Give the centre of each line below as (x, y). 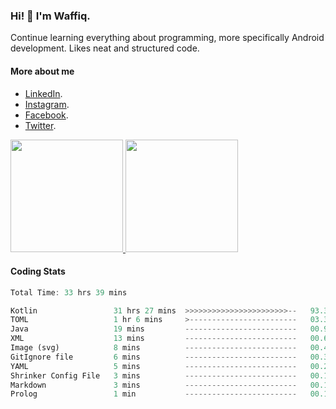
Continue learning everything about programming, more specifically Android (167, 38)
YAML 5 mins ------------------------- (154, 366)
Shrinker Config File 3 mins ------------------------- (154, 375)
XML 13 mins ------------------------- (154, 339)
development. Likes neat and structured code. (105, 48)
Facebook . (46, 115)
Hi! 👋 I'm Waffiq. (50, 16)
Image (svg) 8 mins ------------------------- (154, 348)
